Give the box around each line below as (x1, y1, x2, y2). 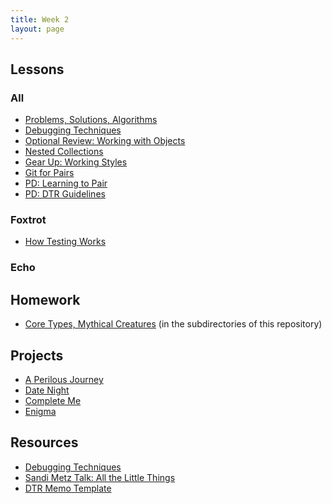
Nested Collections (24, 146, 104, 158)
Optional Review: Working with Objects (24, 135, 186, 147)
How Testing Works (24, 236, 107, 248)
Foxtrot (10, 213, 47, 227)
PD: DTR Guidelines (24, 188, 106, 200)
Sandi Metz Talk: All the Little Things (24, 471, 176, 483)
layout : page (10, 24, 65, 34)
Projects (10, 347, 64, 364)
